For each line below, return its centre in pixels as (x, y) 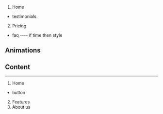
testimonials (24, 16)
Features (21, 102)
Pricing (19, 26)
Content (18, 67)
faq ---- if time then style (37, 35)
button (19, 93)
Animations (23, 50)
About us (21, 107)
